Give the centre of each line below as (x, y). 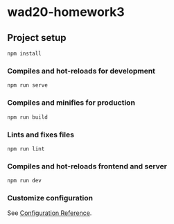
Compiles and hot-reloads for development (81, 71)
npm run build (28, 117)
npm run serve (28, 85)
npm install (24, 53)
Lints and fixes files (41, 135)
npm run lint (26, 149)
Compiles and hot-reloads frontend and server (87, 166)
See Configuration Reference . (50, 213)
